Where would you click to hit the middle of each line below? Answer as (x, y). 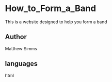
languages (21, 64)
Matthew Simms (21, 48)
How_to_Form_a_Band (50, 8)
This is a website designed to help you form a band (56, 22)
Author (16, 37)
